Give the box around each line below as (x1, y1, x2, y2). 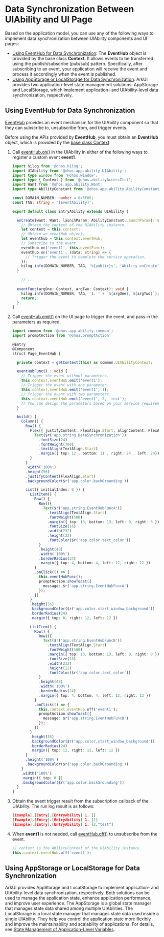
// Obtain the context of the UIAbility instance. (21, 223, 127, 227)
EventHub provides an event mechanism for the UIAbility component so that (5, 119, 159, 125)
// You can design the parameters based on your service (21, 401, 140, 406)
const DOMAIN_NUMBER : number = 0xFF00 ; (12, 195, 94, 200)
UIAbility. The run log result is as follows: (12, 804, 94, 809)
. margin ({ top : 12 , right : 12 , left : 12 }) (30, 748, 120, 753)
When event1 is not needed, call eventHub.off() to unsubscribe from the (12, 831, 158, 837)
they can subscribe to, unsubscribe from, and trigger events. (5, 125, 128, 130)
